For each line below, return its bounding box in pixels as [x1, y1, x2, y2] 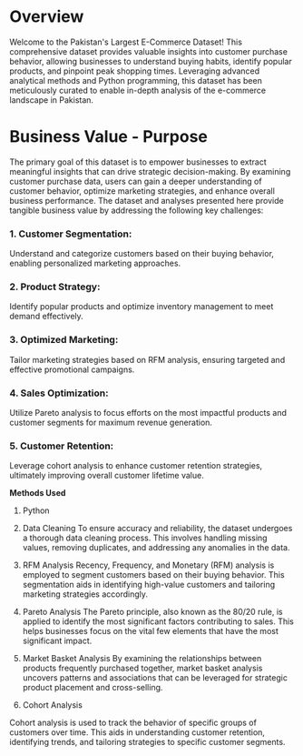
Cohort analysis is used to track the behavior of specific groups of [9, 717, 257, 729]
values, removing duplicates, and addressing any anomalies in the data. [22, 542, 290, 553]
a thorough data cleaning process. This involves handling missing [22, 532, 268, 543]
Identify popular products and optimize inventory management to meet [9, 301, 274, 312]
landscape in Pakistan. [9, 94, 93, 106]
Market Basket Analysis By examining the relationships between [22, 653, 262, 664]
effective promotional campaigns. [9, 364, 135, 375]
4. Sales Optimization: [9, 387, 109, 399]
